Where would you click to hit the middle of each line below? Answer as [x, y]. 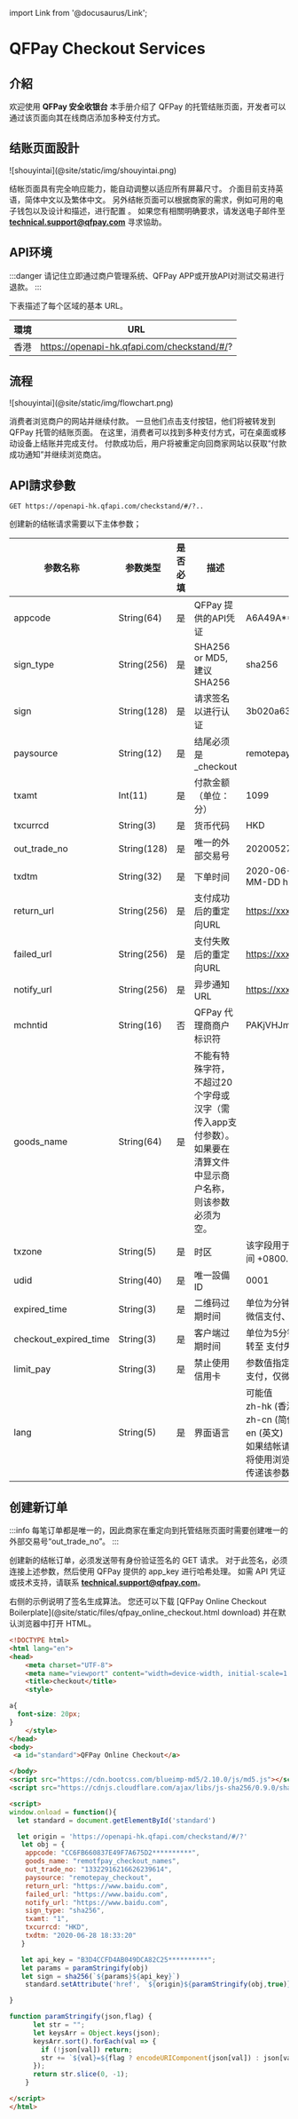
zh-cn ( [262, 1419]
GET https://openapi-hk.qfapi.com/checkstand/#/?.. [106, 506]
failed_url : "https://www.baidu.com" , [97, 1894]
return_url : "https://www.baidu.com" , [97, 1886]
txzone [28, 1252]
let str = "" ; [59, 2025]
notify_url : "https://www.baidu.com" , [97, 1902]
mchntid [31, 1025]
